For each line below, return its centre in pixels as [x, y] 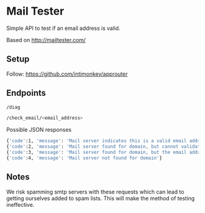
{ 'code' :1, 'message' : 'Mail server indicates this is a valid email [97, 141]
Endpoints [26, 93]
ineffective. [20, 204]
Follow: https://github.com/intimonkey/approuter [67, 74]
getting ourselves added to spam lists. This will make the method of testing [101, 198]
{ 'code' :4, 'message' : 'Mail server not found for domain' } [85, 158]
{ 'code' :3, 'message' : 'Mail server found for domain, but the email [97, 153]
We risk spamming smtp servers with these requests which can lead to [95, 192]
